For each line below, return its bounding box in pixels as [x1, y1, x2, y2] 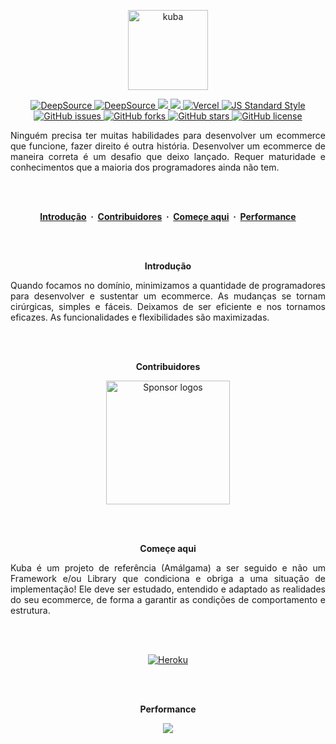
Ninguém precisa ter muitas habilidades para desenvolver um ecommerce [10, 130, 326, 141]
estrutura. [10, 605, 51, 616]
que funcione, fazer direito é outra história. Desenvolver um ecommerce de [10, 140, 326, 152]
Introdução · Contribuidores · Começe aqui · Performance [39, 211, 297, 222]
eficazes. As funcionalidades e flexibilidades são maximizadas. [10, 311, 270, 323]
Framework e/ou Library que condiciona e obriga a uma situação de [10, 573, 326, 584]
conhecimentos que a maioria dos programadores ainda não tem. [10, 161, 280, 173]
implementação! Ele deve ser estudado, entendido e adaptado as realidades [10, 583, 326, 595]
